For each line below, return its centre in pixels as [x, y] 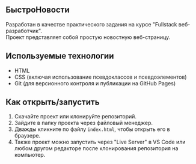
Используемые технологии [60, 56]
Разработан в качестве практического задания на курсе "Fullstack [91, 24]
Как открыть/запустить [53, 102]
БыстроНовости [38, 10]
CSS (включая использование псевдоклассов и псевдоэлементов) [100, 77]
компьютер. [30, 155]
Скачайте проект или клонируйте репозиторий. [75, 117]
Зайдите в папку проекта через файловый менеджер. [84, 123]
